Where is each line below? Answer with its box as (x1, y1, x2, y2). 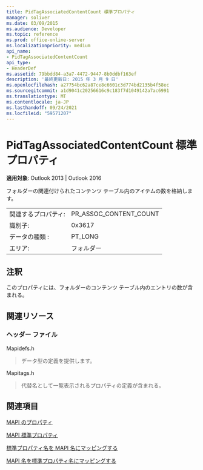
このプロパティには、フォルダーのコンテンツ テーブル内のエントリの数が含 (6, 284, 193, 291)
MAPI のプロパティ (6, 419, 53, 426)
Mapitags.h (6, 369, 35, 376)
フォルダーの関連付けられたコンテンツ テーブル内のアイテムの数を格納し (6, 187, 188, 194)
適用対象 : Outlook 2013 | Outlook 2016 (6, 174, 102, 182)
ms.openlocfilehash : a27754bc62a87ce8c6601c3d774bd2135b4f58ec (6, 82, 170, 88)
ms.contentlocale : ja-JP (6, 99, 69, 105)
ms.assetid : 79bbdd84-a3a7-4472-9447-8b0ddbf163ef (6, 71, 137, 77)
